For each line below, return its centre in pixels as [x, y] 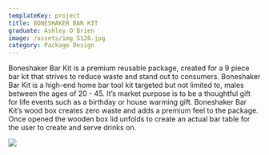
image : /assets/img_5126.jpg [57, 38]
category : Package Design [51, 46]
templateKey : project [44, 16]
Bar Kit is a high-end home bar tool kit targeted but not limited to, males [126, 85]
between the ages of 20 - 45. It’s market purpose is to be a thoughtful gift [129, 93]
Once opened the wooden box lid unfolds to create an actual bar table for [129, 119]
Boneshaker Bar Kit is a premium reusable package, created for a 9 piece [129, 68]
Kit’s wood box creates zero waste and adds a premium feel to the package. [133, 111]
